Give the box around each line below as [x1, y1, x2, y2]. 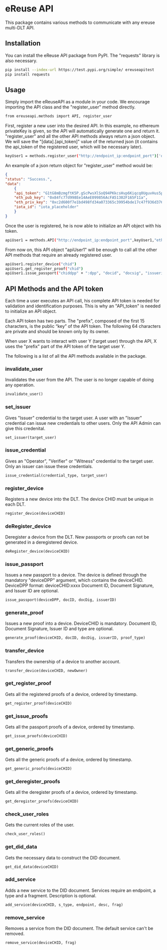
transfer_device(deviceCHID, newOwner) [5, 668, 88, 673]
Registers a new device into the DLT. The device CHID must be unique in [5, 496, 154, 502]
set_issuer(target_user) [5, 435, 57, 440]
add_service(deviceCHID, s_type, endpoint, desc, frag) [5, 902, 123, 907]
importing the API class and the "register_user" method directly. [5, 104, 136, 110]
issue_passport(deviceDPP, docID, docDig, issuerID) [5, 597, 117, 602]
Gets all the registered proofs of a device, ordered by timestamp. [5, 691, 138, 697]
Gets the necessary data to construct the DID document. [5, 855, 121, 860]
